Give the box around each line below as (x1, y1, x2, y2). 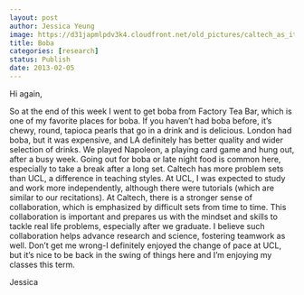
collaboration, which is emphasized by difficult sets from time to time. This (9, 201, 287, 212)
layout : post (9, 13, 59, 23)
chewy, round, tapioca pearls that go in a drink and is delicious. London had (9, 124, 292, 135)
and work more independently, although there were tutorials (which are (9, 182, 274, 193)
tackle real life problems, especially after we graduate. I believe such (9, 220, 265, 231)
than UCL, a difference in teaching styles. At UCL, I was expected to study (9, 172, 286, 183)
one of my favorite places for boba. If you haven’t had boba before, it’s (9, 115, 272, 126)
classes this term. (9, 259, 75, 270)
